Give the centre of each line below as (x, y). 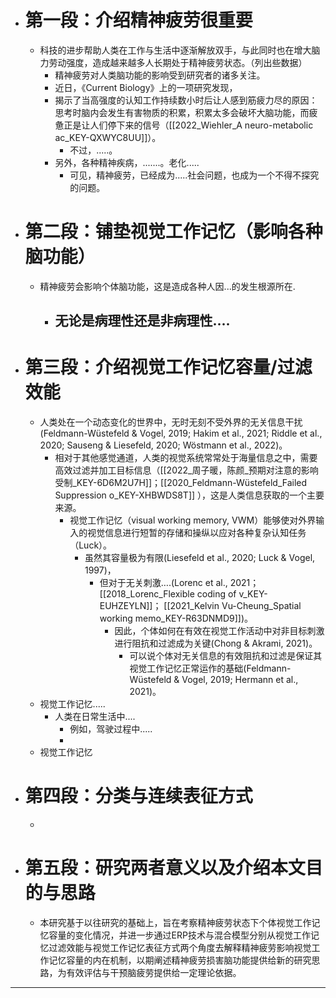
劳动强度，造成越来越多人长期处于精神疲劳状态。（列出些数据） (178, 62)
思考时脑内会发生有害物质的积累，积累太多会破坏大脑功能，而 (182, 112)
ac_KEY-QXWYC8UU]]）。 (108, 137)
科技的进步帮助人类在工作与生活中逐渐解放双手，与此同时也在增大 (175, 50)
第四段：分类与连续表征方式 (138, 796)
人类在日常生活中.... (95, 717)
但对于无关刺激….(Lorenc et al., (163, 583)
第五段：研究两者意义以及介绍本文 (165, 868)
